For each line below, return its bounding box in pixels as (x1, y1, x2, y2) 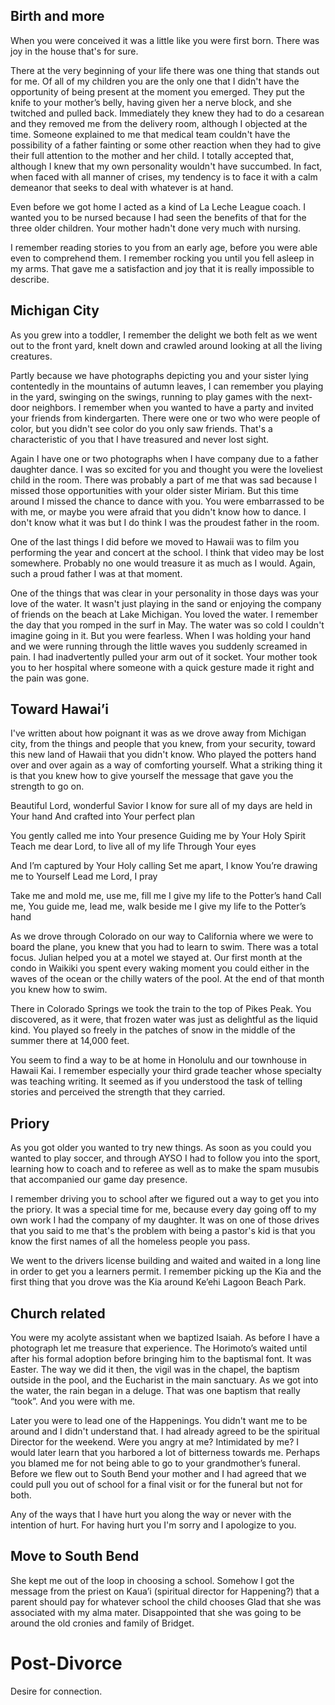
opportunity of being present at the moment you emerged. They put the (10, 85, 305, 98)
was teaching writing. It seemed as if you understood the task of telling (10, 1075, 303, 1088)
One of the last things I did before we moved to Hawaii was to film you (10, 535, 300, 548)
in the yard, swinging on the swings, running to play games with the (10, 390, 289, 403)
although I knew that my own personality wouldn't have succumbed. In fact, (10, 160, 323, 172)
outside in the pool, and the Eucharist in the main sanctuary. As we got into (10, 1374, 319, 1386)
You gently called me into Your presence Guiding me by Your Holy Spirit (10, 830, 307, 842)
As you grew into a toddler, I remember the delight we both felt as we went (10, 329, 318, 341)
